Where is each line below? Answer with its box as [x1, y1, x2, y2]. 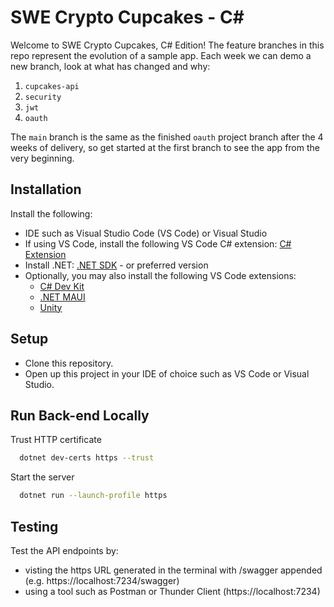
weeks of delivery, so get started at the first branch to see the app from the [10, 141, 320, 153]
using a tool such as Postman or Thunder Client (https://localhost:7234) [24, 585, 321, 597]
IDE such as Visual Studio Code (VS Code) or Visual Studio [24, 227, 268, 239]
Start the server [10, 471, 75, 483]
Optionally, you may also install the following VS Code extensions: [24, 269, 297, 281]
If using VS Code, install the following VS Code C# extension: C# [24, 237, 292, 250]
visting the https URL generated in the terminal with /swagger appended [24, 564, 323, 576]
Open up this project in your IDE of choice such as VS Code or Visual [24, 367, 310, 380]
